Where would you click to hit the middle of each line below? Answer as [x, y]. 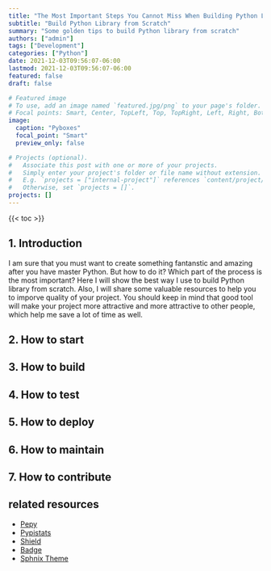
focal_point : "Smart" [52, 136]
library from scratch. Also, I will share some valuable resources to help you [132, 288]
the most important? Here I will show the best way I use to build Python [126, 280]
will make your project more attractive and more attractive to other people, [132, 306]
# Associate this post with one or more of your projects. [113, 165]
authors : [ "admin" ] [41, 38]
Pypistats [35, 532]
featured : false [35, 76]
